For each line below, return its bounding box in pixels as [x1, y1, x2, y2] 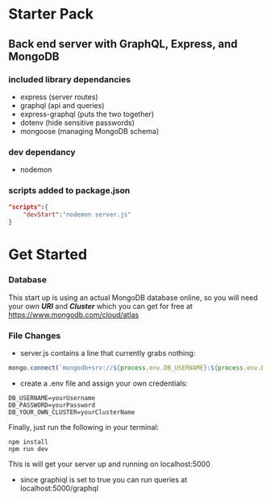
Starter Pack [8, 5, 94, 23]
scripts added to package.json [8, 185, 131, 196]
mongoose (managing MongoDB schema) [19, 126, 160, 136]
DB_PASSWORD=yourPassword [8, 401, 95, 409]
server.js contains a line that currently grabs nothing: [19, 348, 196, 357]
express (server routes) [19, 92, 98, 102]
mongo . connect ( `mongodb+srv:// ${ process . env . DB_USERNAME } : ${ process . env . [8, 364, 262, 372]
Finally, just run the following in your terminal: [8, 422, 160, 432]
